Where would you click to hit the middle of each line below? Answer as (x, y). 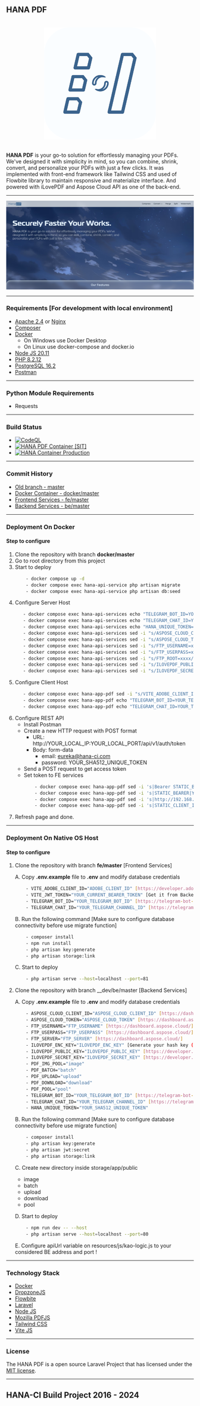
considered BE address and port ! (56, 1252)
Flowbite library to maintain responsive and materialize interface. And (91, 180)
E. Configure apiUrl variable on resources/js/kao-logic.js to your (93, 1246)
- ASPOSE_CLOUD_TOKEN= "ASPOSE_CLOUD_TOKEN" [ (83, 1020)
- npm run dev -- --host (57, 1228)
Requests (26, 406)
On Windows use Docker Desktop (65, 340)
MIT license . (21, 1371)
